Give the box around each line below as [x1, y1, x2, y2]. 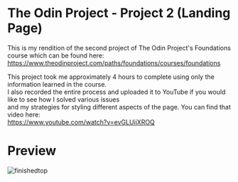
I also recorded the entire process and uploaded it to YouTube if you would [7, 87, 226, 96]
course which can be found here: [7, 51, 104, 60]
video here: [7, 110, 40, 119]
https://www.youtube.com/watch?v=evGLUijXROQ [7, 117, 155, 126]
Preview [7, 143, 57, 159]
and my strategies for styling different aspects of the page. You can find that [7, 102, 231, 111]
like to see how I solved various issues [7, 95, 120, 104]
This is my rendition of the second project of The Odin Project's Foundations [7, 43, 231, 52]
